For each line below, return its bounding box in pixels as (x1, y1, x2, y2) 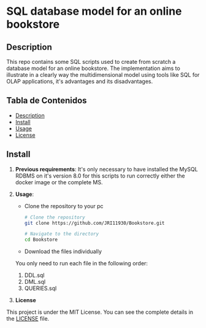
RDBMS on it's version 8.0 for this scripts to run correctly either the (15, 172, 185, 179)
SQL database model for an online (6, 4, 182, 18)
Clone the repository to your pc (24, 202, 104, 209)
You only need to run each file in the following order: (15, 260, 148, 267)
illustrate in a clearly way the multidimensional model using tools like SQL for (6, 71, 200, 78)
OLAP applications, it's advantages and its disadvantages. (6, 78, 153, 85)
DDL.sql (24, 271, 45, 279)
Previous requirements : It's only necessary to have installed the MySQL (15, 165, 198, 173)
